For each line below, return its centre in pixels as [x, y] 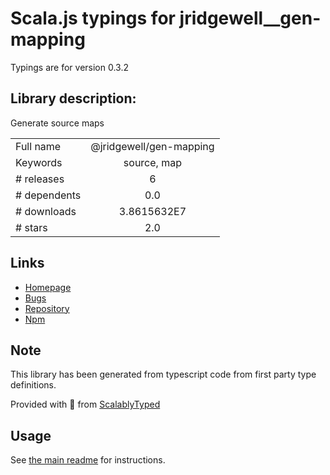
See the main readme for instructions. [88, 460]
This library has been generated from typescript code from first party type [163, 374]
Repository [47, 308]
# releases [40, 179]
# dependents [48, 195]
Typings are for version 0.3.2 [69, 67]
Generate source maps [57, 123]
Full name [38, 146]
